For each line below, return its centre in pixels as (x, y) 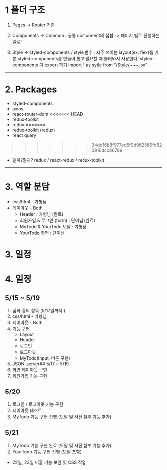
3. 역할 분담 (27, 187)
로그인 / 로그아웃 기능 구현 (38, 404)
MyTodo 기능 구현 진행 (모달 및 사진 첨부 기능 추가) (62, 417)
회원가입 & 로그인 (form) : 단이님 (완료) (58, 220)
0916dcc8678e (107, 150)
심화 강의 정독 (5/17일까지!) (39, 310)
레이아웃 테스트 (27, 410)
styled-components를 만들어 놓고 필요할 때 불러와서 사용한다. (78, 58)
